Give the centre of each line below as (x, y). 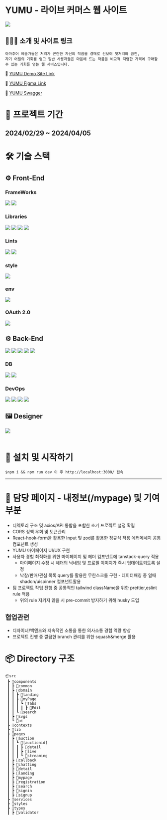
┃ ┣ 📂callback (22, 760)
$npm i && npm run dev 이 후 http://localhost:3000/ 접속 (64, 472)
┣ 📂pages (16, 734)
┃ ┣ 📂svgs (17, 716)
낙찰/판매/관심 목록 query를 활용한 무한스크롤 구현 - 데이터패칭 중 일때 (88, 575)
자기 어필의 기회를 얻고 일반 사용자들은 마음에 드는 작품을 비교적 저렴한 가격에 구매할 (82, 59)
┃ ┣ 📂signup (20, 795)
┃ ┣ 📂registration (26, 782)
